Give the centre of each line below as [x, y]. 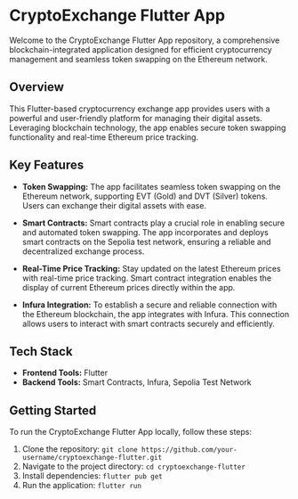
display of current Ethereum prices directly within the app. [129, 287]
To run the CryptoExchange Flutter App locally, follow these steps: [130, 432]
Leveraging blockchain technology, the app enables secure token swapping [148, 127]
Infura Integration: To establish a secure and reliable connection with [149, 305]
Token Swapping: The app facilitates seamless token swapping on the [151, 186]
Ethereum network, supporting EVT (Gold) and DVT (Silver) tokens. [145, 196]
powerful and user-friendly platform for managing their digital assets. [136, 118]
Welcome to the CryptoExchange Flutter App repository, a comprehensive [145, 40]
